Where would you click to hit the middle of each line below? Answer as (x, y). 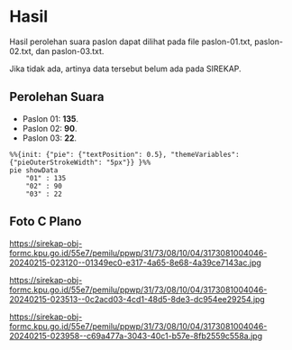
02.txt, (22, 51)
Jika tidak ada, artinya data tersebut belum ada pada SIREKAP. (125, 69)
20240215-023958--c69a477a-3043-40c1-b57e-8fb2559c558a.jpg (136, 336)
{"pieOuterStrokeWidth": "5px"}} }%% (80, 162)
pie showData (34, 170)
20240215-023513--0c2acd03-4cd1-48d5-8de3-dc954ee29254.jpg (137, 299)
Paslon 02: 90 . (50, 128)
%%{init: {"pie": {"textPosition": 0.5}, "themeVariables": (125, 154)
